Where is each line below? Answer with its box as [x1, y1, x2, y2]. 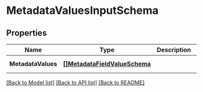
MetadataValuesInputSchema [6, 4, 159, 18]
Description [156, 46, 192, 54]
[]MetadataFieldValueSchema [63, 60, 151, 68]
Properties [6, 28, 47, 38]
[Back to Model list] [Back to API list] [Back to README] [6, 79, 145, 86]
